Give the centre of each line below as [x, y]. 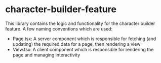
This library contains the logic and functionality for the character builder [80, 23]
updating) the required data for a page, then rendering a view [76, 44]
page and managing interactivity [46, 55]
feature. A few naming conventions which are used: [59, 28]
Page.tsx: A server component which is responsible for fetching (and [84, 39]
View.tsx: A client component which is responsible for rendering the [83, 49]
